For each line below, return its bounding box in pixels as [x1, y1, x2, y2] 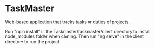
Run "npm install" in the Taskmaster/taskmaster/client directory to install [5, 28, 151, 34]
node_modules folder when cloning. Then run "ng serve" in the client [5, 33, 144, 39]
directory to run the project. [5, 38, 61, 44]
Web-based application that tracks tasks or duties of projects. [5, 19, 130, 25]
